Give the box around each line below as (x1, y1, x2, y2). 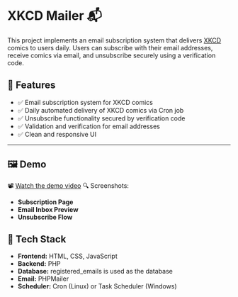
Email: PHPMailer (17, 274, 69, 283)
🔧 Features (7, 79, 56, 91)
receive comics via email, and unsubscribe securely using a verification (7, 51, 216, 60)
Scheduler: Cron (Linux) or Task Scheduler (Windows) (17, 282, 177, 291)
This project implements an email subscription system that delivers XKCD (7, 35, 222, 45)
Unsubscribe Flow (17, 213, 73, 221)
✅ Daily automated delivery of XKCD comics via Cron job (17, 106, 184, 114)
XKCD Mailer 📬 (7, 8, 103, 24)
